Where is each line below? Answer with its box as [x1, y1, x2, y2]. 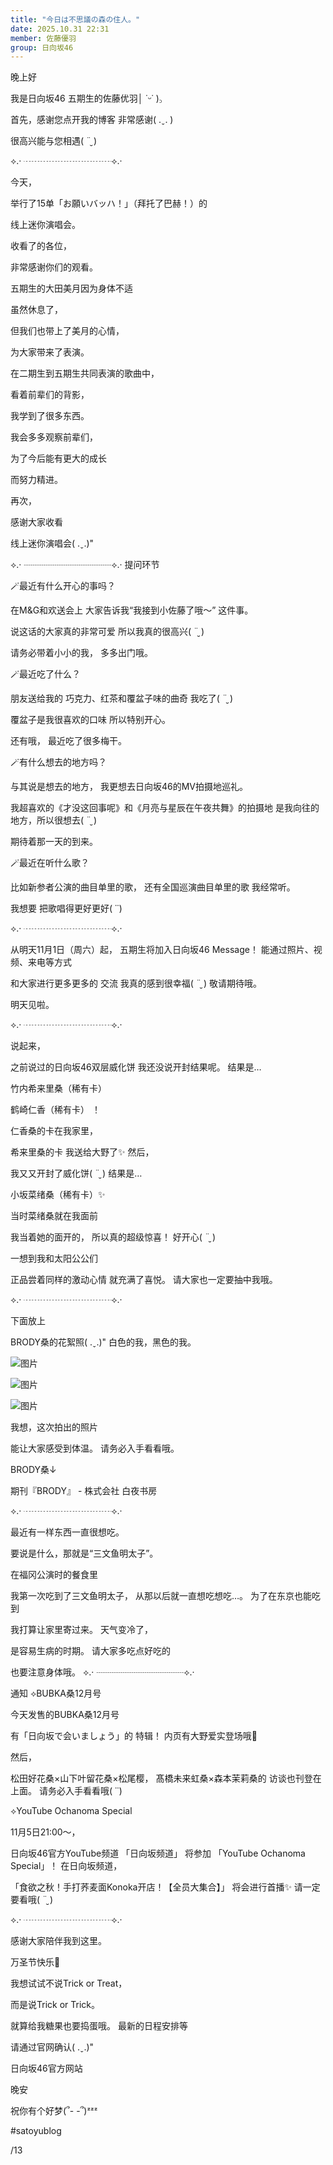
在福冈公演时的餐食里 [10, 1569, 98, 1581]
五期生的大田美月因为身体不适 [10, 282, 133, 295]
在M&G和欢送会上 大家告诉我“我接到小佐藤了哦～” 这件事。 [10, 604, 254, 616]
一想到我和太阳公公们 [10, 1252, 98, 1265]
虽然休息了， [10, 304, 63, 316]
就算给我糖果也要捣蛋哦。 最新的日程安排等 [10, 2020, 188, 2032]
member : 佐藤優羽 [10, 33, 77, 43]
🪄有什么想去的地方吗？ [10, 756, 107, 768]
